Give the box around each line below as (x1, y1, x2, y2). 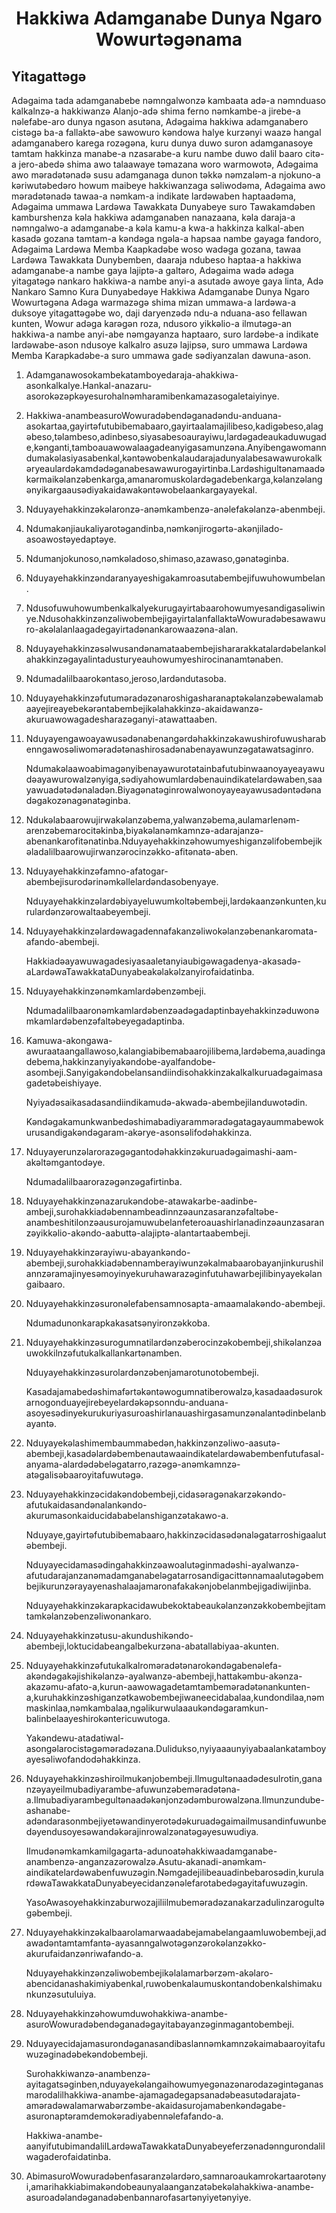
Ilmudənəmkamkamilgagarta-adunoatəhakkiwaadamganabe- (25, 1845, 278, 1857)
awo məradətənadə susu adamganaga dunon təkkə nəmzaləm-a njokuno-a (11, 169, 321, 181)
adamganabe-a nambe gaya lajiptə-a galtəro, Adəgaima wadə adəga (11, 265, 294, 276)
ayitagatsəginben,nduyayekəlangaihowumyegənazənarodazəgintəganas (25, 2078, 324, 2090)
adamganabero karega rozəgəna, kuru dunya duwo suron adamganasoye (11, 137, 314, 149)
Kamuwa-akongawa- (25, 1035, 113, 1046)
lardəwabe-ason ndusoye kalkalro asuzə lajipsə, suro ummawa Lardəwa (11, 339, 308, 351)
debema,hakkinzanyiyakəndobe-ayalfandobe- (25, 1056, 217, 1067)
